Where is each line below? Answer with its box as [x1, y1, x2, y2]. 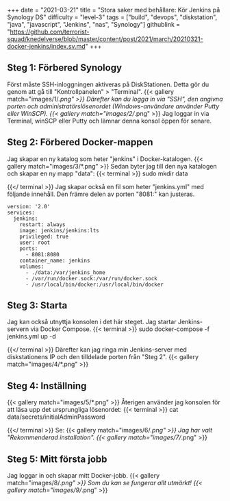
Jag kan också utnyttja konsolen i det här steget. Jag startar [7, 318, 177, 326]
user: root [19, 239, 51, 246]
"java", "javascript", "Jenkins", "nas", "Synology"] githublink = [7, 21, 181, 28]
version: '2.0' [7, 203, 51, 210]
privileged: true [19, 233, 69, 240]
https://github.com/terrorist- [10, 27, 90, 36]
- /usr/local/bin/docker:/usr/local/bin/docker [25, 281, 164, 288]
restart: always [19, 221, 66, 228]
